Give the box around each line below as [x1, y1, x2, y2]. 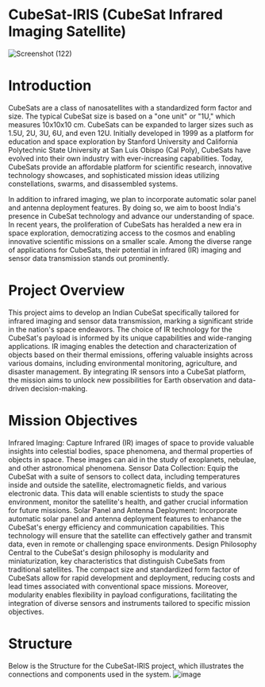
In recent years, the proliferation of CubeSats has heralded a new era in [8, 219, 242, 229]
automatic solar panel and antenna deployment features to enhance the [8, 514, 242, 523]
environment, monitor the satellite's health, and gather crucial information [8, 497, 248, 507]
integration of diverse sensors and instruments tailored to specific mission [8, 598, 251, 607]
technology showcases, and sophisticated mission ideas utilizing [8, 170, 220, 180]
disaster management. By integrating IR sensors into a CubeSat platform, [8, 367, 247, 376]
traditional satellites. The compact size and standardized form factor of [8, 565, 240, 574]
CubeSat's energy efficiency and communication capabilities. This [8, 522, 225, 532]
